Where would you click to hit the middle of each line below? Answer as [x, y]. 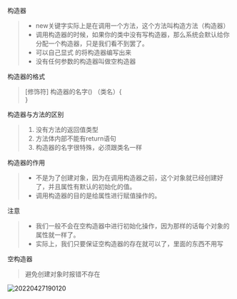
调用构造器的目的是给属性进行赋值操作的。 [98, 196]
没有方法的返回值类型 [67, 130]
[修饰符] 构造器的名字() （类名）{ [74, 92]
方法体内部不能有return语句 [76, 138]
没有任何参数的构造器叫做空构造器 [86, 61]
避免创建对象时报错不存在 [62, 274]
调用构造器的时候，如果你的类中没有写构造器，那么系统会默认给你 [132, 35]
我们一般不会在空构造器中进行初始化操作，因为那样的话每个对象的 [132, 226]
